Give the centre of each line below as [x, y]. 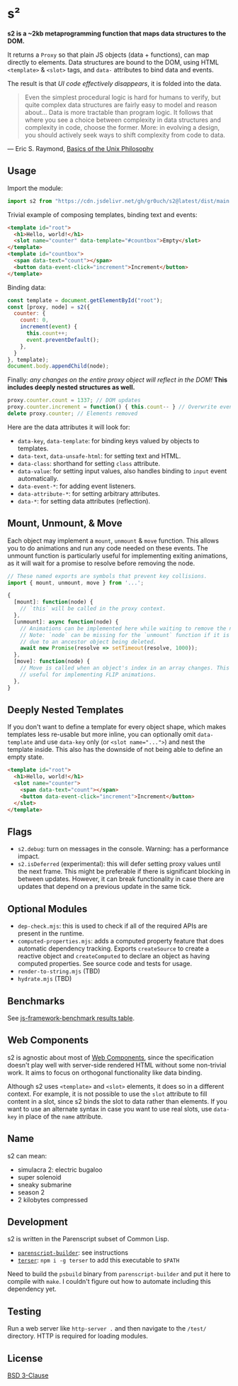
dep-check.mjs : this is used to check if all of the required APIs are [112, 926]
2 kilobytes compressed [53, 1199]
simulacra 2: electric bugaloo [60, 1170]
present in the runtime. [51, 933]
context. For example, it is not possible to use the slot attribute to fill [107, 1094]
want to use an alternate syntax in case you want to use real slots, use [110, 1109]
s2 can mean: [27, 1155]
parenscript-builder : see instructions [73, 1253]
